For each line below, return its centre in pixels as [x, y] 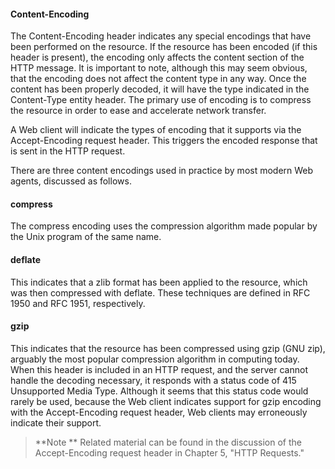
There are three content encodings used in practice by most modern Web [162, 171]
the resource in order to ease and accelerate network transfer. [138, 111]
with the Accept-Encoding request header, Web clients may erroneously [159, 412]
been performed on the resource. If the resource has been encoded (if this [164, 47]
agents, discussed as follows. [71, 181]
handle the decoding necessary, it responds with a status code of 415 [153, 380]
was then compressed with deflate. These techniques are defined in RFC [160, 292]
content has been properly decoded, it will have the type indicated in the [160, 89]
